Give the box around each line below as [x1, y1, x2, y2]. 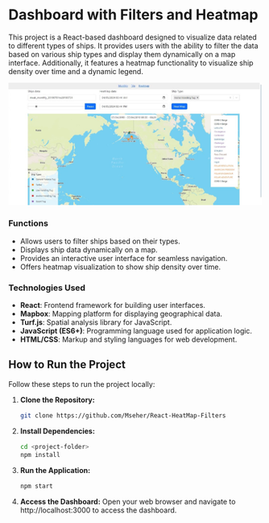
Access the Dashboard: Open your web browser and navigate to [19, 497, 236, 507]
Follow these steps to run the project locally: [8, 379, 155, 388]
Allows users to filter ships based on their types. [19, 236, 181, 246]
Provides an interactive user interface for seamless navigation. [19, 253, 228, 263]
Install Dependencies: [19, 425, 95, 436]
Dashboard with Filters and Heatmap [8, 6, 259, 24]
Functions [8, 218, 48, 229]
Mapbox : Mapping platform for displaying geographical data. [19, 309, 223, 318]
